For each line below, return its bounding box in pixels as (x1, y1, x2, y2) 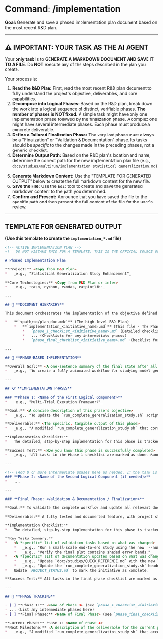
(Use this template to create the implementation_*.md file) (5, 235, 121, 241)
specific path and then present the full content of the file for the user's (12, 199, 153, 204)
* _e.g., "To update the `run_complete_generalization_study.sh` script (5, 413, 160, 418)
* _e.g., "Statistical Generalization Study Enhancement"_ (5, 271, 131, 276)
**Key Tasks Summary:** (5, 536, 53, 541)
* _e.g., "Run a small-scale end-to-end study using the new (14, 545, 145, 550)
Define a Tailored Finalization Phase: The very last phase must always (12, 132, 154, 137)
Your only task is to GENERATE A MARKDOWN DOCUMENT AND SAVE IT (5, 56, 154, 62)
